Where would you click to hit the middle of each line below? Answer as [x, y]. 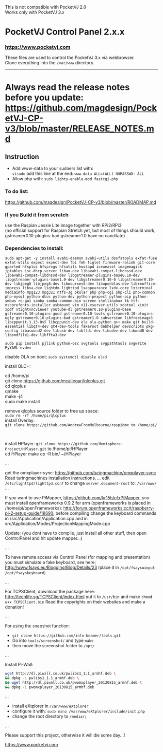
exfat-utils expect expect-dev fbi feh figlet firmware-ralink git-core [80, 263]
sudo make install [23, 402]
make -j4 [14, 396]
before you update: [44, 97]
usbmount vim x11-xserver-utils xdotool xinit [101, 305]
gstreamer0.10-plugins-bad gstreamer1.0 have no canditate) [65, 236]
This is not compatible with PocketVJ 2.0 [46, 7]
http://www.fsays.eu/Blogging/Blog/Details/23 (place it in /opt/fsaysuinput [80, 567]
